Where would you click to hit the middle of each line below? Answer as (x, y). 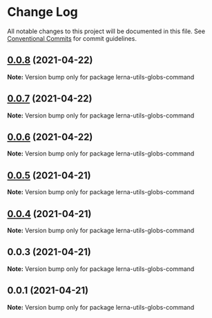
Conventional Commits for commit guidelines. (72, 38)
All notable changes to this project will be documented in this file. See (106, 31)
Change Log (42, 12)
